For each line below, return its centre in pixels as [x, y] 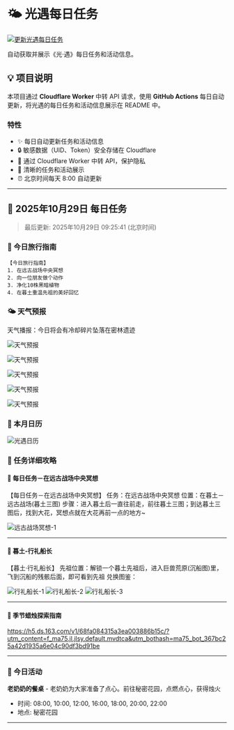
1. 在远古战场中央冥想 [36, 271]
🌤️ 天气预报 [27, 312]
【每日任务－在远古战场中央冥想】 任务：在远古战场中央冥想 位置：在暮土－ [116, 495]
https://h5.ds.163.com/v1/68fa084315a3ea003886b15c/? [88, 631]
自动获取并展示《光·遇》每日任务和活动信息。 [72, 54]
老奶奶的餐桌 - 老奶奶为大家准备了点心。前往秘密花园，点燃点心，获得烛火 [114, 688]
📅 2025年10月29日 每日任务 [67, 209]
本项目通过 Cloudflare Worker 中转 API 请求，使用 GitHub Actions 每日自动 [116, 96]
